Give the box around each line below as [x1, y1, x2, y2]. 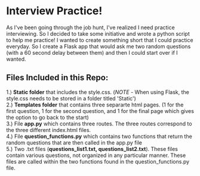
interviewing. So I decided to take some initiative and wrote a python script [6, 30, 190, 37]
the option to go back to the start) [6, 114, 90, 121]
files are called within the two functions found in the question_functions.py [6, 158, 190, 165]
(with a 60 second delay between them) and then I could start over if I [6, 49, 178, 56]
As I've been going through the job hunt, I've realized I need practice [6, 24, 175, 31]
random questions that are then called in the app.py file [6, 139, 142, 146]
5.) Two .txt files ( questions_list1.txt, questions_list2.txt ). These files [6, 145, 178, 152]
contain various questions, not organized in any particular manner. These [6, 152, 186, 159]
